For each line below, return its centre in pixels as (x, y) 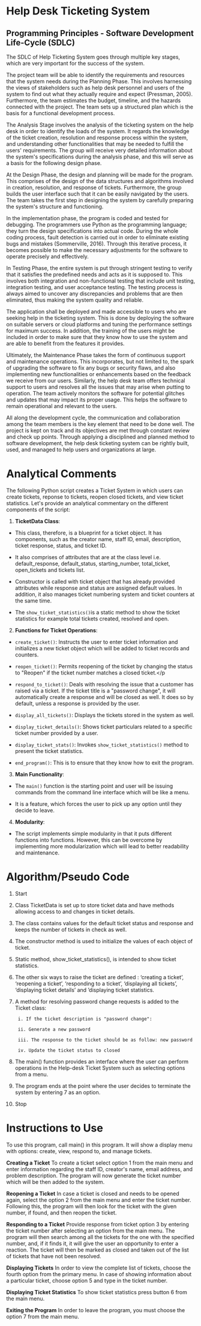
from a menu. (31, 1074)
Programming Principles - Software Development (100, 33)
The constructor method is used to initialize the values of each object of (104, 941)
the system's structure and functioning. (55, 206)
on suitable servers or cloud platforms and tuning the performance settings (99, 324)
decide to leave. (35, 810)
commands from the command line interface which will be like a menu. (102, 792)
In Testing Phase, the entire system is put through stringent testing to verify (99, 268)
